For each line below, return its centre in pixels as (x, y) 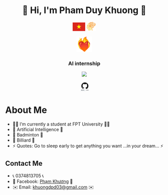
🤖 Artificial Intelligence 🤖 (38, 129)
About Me (26, 110)
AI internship (84, 63)
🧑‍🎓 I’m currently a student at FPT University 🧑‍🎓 (61, 124)
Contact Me (24, 164)
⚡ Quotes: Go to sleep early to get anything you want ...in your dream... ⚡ (88, 146)
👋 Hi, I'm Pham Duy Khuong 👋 (84, 10)
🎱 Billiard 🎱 (24, 140)
